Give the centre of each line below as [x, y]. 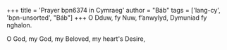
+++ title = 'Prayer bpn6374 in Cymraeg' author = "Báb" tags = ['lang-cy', [114, 10]
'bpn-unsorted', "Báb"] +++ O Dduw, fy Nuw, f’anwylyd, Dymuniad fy [107, 18]
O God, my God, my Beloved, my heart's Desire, [76, 39]
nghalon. [19, 25]
